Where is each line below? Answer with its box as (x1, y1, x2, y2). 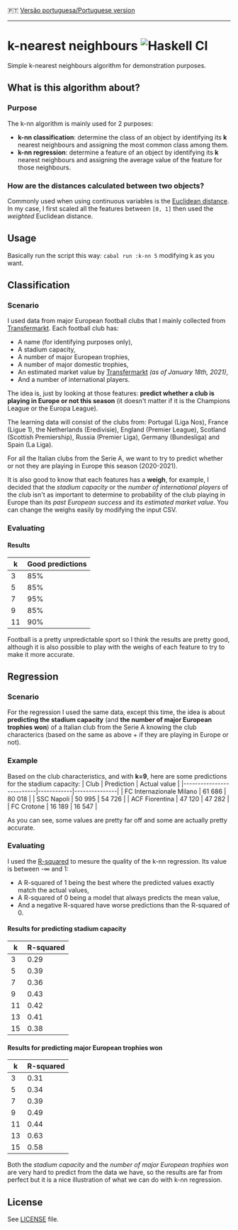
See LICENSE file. (7, 1215, 59, 1224)
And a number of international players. (17, 376, 130, 384)
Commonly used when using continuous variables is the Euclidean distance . (7, 196, 229, 205)
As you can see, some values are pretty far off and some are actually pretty (7, 816, 228, 824)
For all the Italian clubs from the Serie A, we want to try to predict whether (7, 454, 223, 463)
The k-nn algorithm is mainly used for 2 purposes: (7, 119, 154, 128)
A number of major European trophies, (17, 353, 130, 361)
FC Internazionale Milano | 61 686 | (124, 786, 227, 796)
